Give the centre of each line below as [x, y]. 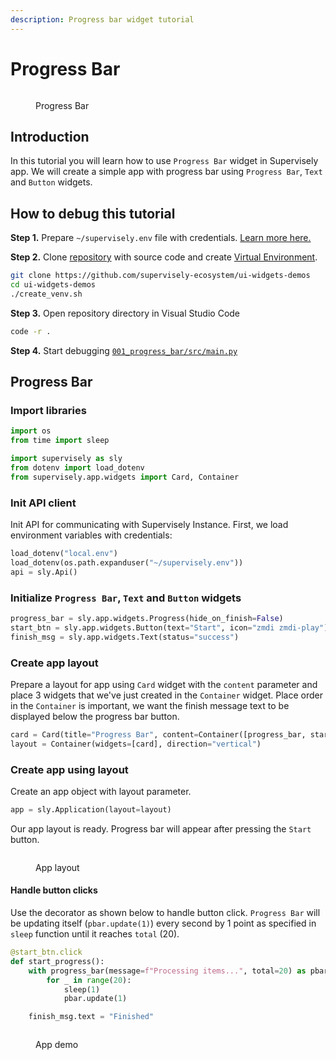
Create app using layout [69, 769]
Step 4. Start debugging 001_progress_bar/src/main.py [124, 350]
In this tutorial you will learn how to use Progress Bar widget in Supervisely [164, 161]
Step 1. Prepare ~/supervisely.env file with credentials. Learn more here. [161, 238]
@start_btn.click [46, 952]
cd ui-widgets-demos [53, 285]
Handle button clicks [54, 890]
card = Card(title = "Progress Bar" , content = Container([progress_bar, [158, 734]
